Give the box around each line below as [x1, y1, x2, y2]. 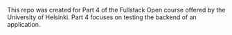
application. [7, 21, 41, 28]
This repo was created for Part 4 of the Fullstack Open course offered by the [7, 6, 226, 14]
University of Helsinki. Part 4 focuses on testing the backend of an [7, 13, 197, 21]
